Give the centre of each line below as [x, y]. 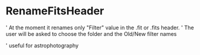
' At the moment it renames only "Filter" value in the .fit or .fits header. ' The [100, 27]
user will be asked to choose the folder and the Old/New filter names [91, 33]
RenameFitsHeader [55, 11]
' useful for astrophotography [42, 45]
